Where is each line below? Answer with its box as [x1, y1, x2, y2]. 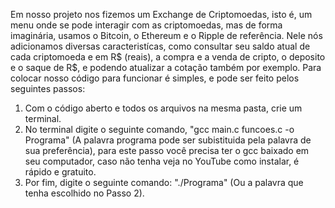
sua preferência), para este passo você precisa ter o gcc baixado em [24, 145, 310, 156]
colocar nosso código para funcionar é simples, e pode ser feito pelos [10, 72, 300, 84]
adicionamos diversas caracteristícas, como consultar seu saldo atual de [10, 40, 311, 52]
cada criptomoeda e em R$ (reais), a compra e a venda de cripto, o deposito [10, 51, 326, 63]
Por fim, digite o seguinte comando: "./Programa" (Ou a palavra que [24, 177, 304, 188]
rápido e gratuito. [24, 166, 97, 178]
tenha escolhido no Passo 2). [24, 187, 145, 199]
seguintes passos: [10, 83, 86, 94]
